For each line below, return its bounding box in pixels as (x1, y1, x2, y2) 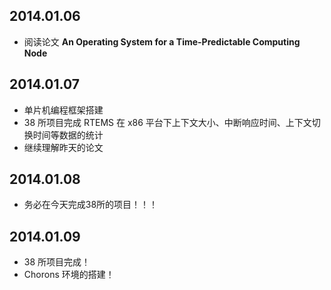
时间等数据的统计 (32, 129, 104, 141)
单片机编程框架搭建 (23, 104, 104, 116)
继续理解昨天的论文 (23, 141, 104, 153)
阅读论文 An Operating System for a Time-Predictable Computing (23, 35, 301, 48)
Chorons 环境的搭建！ (23, 269, 115, 281)
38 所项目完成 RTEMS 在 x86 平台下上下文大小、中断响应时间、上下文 (23, 116, 312, 128)
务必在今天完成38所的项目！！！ (23, 199, 159, 211)
